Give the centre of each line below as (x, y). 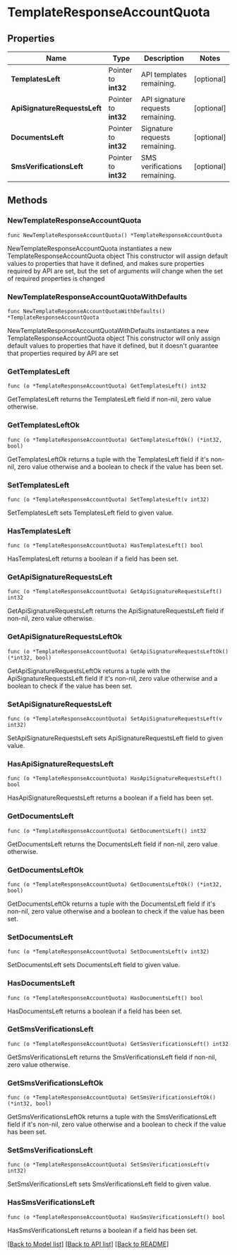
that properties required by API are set (63, 353)
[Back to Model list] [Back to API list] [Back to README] (88, 1244)
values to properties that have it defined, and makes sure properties (106, 263)
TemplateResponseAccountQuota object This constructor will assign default (118, 256)
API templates (164, 75)
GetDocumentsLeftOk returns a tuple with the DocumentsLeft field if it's (111, 904)
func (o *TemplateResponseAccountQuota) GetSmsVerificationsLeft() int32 (118, 1044)
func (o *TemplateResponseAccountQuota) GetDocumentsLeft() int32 (107, 831)
